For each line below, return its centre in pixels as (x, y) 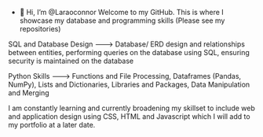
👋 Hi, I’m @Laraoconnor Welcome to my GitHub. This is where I (121, 12)
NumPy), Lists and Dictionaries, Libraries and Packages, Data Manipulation (129, 84)
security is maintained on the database (71, 61)
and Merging (29, 93)
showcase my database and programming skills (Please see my (122, 20)
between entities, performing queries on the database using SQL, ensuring (129, 52)
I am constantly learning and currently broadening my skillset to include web (131, 108)
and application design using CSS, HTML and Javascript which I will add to (129, 117)
